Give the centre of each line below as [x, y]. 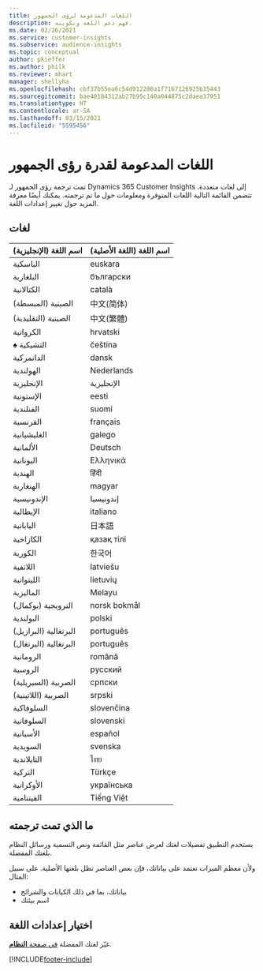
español [105, 733]
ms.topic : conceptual [44, 52]
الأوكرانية [28, 785]
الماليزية [27, 592]
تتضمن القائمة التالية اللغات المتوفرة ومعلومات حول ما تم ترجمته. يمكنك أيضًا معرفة [131, 195]
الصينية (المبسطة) [43, 303]
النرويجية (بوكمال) [43, 605]
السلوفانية [30, 721]
